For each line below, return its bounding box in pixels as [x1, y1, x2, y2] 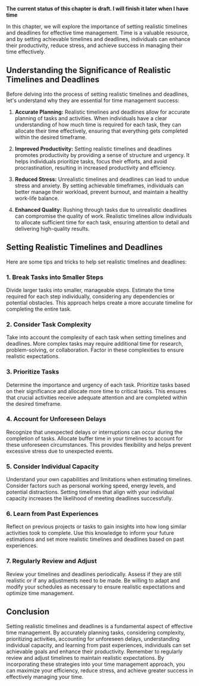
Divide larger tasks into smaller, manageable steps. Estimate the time [6, 286, 175, 293]
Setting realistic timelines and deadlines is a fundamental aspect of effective [6, 622, 193, 629]
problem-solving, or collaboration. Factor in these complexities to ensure [6, 346, 184, 353]
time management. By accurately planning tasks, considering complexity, [6, 629, 185, 636]
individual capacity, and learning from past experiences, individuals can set [6, 641, 191, 649]
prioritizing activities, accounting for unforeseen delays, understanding [6, 635, 180, 642]
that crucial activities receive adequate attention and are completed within [6, 394, 188, 401]
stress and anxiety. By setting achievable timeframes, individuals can [14, 181, 184, 189]
